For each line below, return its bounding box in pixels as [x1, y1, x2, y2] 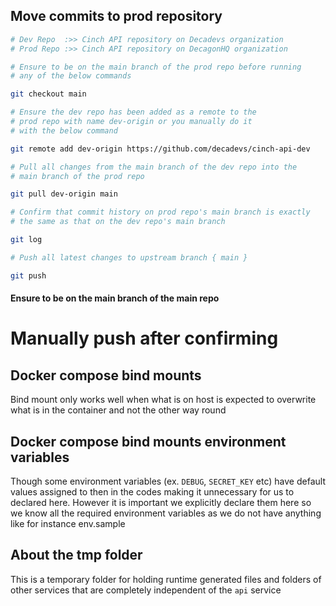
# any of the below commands [10, 71, 132, 81]
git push [10, 270, 47, 281]
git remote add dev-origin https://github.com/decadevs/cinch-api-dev [10, 144, 311, 154]
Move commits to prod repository [10, 8, 223, 25]
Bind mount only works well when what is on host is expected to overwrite [10, 394, 317, 406]
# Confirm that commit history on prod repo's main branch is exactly [10, 207, 311, 218]
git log [10, 235, 43, 245]
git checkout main [10, 89, 87, 99]
